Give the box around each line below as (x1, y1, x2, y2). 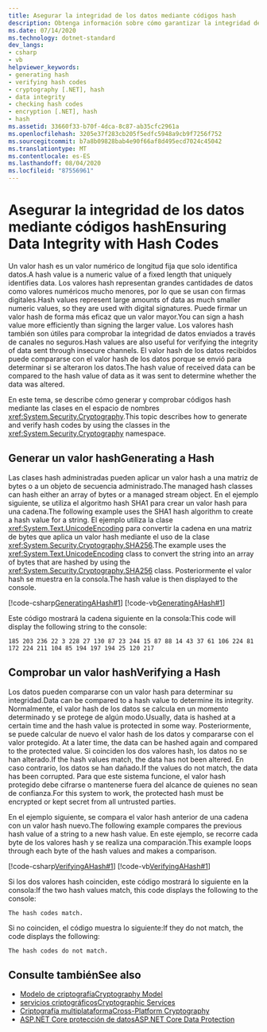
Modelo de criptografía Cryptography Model (19, 989, 163, 999)
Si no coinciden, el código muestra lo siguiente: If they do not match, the (8, 923, 244, 933)
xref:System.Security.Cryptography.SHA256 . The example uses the (8, 540, 226, 549)
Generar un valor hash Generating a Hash (8, 452, 215, 465)
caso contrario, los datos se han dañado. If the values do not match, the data (8, 762, 258, 772)
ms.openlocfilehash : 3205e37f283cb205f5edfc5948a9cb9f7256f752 (8, 130, 222, 138)
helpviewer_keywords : (8, 64, 80, 72)
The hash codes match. (8, 909, 83, 917)
